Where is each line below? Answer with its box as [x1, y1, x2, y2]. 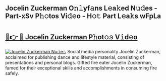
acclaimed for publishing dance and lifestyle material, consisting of [5, 54, 145, 60]
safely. [5, 70, 19, 76]
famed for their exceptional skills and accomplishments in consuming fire [5, 65, 157, 71]
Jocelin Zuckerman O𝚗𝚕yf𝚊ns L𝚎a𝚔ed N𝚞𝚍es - [5, 4, 157, 13]
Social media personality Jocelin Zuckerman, [67, 49, 161, 54]
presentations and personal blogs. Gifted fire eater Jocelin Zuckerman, [5, 60, 152, 65]
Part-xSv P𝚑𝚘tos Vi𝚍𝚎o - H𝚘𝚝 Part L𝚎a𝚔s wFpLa [5, 12, 161, 21]
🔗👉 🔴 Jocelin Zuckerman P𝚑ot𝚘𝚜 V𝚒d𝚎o [5, 33, 138, 41]
